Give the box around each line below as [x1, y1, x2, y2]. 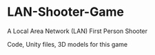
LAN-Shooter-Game [7, 4, 124, 20]
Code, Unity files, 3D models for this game [7, 40, 128, 48]
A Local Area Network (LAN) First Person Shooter [7, 27, 148, 35]
